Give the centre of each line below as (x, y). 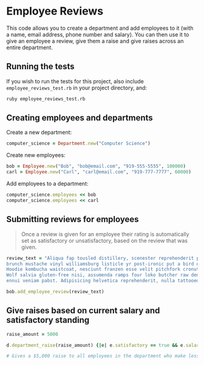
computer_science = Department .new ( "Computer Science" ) (78, 144)
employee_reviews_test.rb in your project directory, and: (77, 88)
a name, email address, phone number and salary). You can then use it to (98, 34)
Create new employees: (36, 155)
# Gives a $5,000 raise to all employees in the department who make (96, 356)
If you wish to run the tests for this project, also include (75, 81)
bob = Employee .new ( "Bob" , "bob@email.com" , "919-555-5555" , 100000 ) (96, 166)
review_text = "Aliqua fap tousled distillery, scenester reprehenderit (100, 258)
